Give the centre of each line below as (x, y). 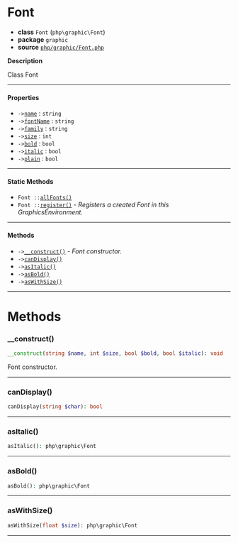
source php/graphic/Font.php (61, 47)
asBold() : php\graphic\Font (49, 486)
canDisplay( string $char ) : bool (55, 407)
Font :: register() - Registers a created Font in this (93, 205)
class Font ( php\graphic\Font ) (61, 32)
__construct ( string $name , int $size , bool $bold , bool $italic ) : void (115, 353)
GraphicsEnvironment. (50, 212)
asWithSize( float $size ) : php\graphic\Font (73, 525)
